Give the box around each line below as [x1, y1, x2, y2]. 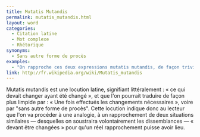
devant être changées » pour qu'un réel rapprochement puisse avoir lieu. [6, 124, 186, 131]
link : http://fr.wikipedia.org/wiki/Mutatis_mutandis [6, 70, 143, 76]
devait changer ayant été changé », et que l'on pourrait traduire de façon [6, 92, 185, 99]
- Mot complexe [11, 36, 49, 42]
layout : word [6, 20, 39, 26]
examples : [6, 58, 31, 64]
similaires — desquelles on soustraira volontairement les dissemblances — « [6, 117, 194, 125]
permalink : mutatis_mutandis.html [6, 14, 92, 20]
